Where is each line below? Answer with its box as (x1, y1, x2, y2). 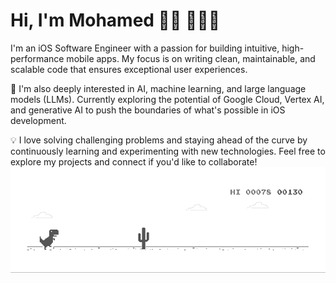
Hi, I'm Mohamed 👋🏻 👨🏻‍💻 (10, 9, 221, 32)
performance (10, 52, 65, 64)
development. (10, 114, 67, 126)
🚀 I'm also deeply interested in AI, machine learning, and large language (10, 82, 307, 94)
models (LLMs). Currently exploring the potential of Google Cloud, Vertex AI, (10, 93, 325, 105)
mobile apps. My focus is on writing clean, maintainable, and (66, 52, 316, 64)
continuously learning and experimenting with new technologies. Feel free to (10, 145, 326, 157)
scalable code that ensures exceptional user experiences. (10, 63, 248, 75)
